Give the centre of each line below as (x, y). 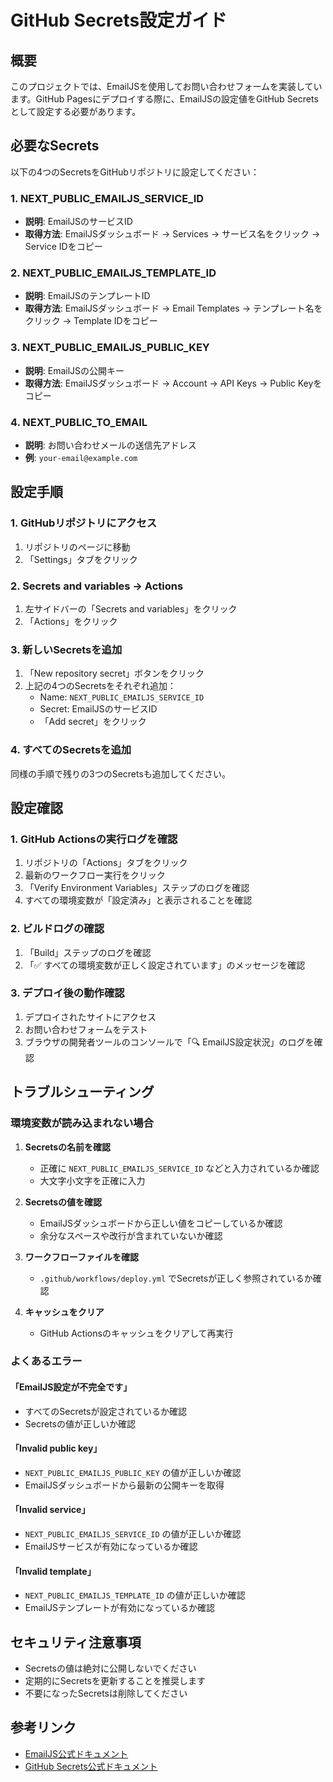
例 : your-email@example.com (81, 457)
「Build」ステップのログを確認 (88, 952)
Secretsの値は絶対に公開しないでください (110, 1668)
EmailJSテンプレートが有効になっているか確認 (119, 1608)
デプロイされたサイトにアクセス (90, 1017)
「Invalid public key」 (56, 1448)
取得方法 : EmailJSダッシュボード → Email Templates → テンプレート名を (173, 308)
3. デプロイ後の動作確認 (67, 993)
